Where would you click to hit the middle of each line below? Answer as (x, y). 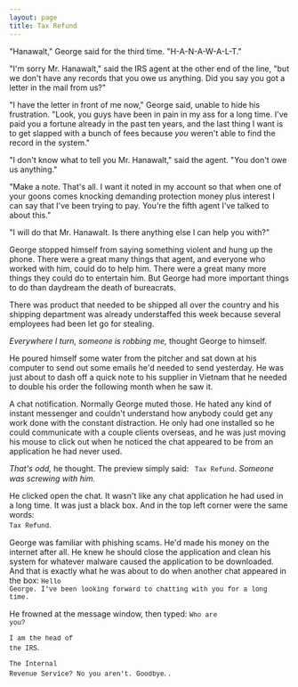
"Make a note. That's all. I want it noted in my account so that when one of (145, 186)
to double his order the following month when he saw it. (111, 386)
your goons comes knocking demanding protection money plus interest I (142, 196)
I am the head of (41, 638)
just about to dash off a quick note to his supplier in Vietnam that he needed (148, 377)
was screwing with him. (52, 478)
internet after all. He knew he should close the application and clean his (140, 552)
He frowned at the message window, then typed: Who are (113, 613)
